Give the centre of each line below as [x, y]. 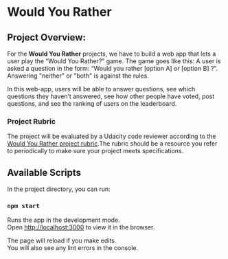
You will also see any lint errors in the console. [73, 248]
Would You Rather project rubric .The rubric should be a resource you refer [112, 144]
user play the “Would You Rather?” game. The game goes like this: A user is [114, 61]
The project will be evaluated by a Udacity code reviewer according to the [112, 136]
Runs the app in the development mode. [64, 220]
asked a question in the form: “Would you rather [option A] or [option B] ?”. [113, 68]
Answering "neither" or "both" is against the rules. [78, 76]
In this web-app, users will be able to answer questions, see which [101, 89]
